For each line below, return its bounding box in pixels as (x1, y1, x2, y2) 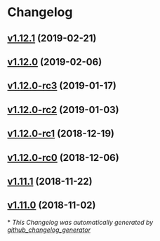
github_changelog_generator (7, 226, 91, 234)
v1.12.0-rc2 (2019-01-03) (7, 103, 119, 116)
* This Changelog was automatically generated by (7, 218, 154, 226)
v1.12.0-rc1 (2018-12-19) (7, 128, 114, 140)
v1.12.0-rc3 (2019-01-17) (7, 80, 117, 92)
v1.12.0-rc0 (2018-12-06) (7, 152, 119, 164)
